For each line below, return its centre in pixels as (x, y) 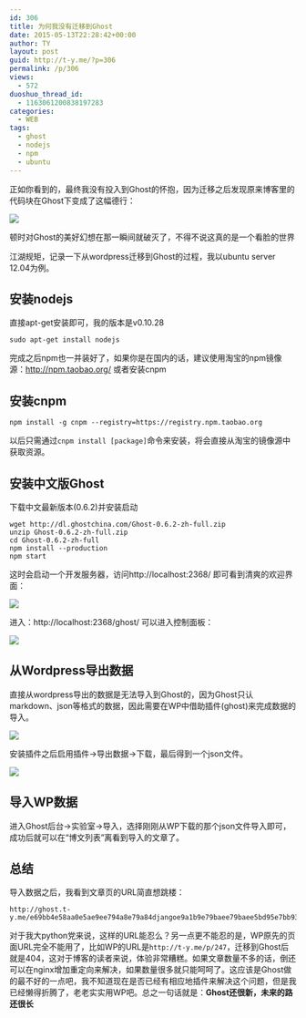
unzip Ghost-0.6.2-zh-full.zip (69, 532)
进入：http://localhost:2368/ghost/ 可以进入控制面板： (112, 622)
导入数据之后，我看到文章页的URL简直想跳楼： (97, 892)
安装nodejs (41, 298)
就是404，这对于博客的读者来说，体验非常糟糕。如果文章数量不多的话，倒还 (153, 959)
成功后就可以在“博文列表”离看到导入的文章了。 (97, 837)
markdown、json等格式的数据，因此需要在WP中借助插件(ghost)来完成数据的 (153, 705)
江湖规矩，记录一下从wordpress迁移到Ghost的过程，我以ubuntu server (143, 256)
